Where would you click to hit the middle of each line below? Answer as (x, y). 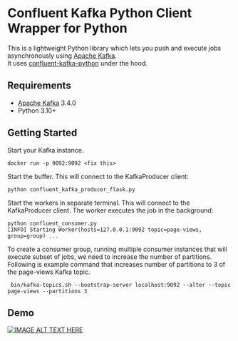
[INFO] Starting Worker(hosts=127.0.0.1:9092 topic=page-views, (105, 230)
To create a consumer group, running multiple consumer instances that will (118, 249)
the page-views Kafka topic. (49, 272)
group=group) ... (33, 236)
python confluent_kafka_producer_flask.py (71, 189)
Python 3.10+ (37, 110)
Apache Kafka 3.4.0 (47, 103)
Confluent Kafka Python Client (100, 13)
